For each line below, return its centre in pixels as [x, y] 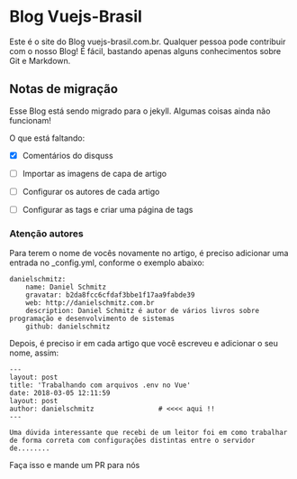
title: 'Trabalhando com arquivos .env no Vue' [100, 385]
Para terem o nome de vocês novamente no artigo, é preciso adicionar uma [149, 253]
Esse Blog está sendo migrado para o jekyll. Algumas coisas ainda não [140, 111]
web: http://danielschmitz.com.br [90, 303]
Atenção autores [46, 234]
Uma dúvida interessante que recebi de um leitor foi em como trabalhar [148, 433]
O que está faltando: [47, 138]
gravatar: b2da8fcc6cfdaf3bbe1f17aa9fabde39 [110, 295]
